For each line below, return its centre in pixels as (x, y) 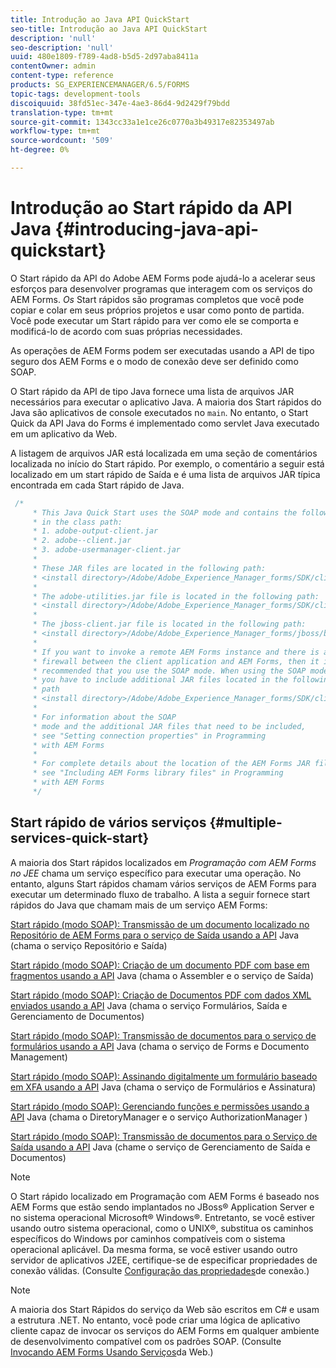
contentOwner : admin (53, 66)
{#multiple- (246, 822)
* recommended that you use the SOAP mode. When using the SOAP (169, 671)
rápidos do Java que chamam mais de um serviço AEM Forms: (139, 905)
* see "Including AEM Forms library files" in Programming (158, 773)
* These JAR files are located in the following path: (149, 568)
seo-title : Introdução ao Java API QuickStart (109, 29)
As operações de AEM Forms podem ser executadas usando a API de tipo (162, 350)
